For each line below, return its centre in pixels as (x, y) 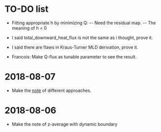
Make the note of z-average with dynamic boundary (64, 124)
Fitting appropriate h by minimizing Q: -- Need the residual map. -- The (84, 23)
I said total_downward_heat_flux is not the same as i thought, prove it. (82, 38)
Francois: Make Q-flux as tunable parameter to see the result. (74, 57)
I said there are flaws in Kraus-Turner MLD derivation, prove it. (75, 47)
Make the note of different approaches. (51, 90)
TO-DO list (27, 9)
